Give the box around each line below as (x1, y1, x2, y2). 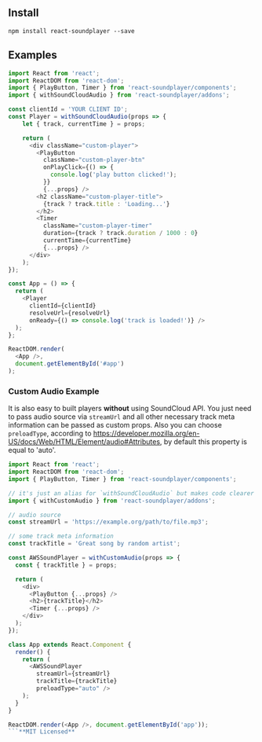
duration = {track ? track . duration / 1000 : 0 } (42, 230, 198, 237)
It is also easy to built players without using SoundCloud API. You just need (8, 404, 252, 413)
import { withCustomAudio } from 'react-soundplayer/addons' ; (8, 497, 216, 505)
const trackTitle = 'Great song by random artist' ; (8, 540, 180, 548)
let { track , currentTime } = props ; (22, 119, 146, 128)
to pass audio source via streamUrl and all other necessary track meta (8, 412, 235, 421)
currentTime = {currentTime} (42, 237, 132, 244)
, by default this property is (159, 437, 247, 446)
